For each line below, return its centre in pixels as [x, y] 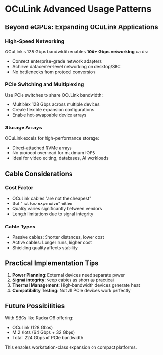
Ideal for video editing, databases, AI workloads [60, 158]
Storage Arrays [24, 127]
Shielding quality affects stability [45, 248]
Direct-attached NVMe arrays [42, 148]
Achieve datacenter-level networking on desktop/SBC [66, 66]
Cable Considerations [39, 173]
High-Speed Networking [35, 41]
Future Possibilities [35, 306]
